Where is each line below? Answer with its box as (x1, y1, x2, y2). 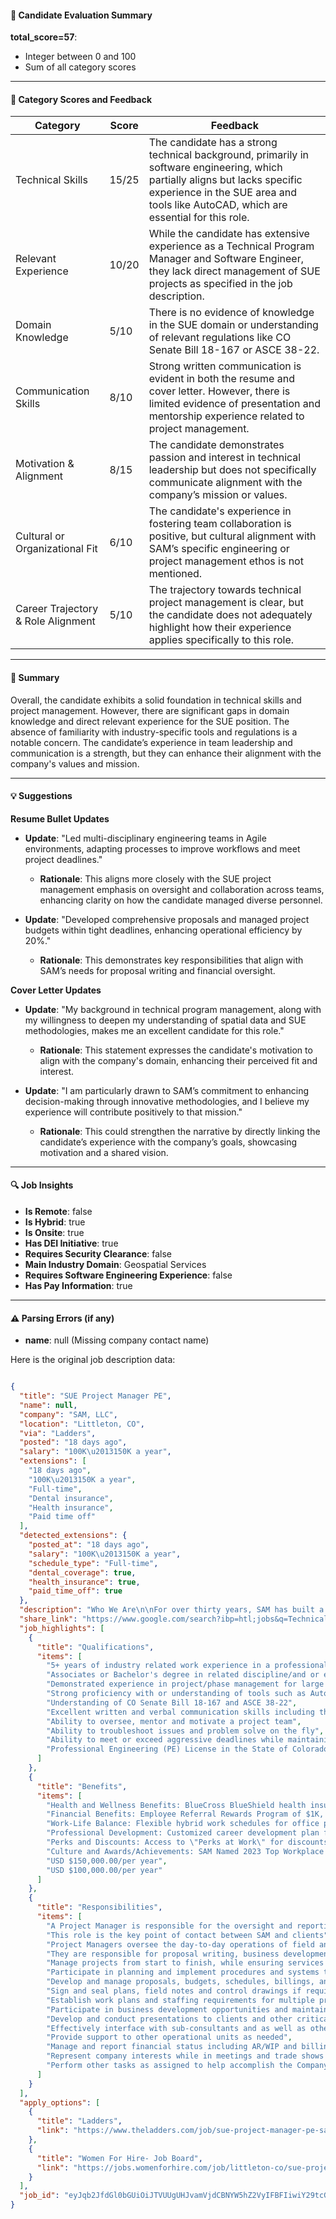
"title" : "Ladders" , (36, 2116, 123, 2126)
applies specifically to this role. (148, 633, 295, 647)
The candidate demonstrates (148, 438, 285, 452)
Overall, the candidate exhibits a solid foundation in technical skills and (10, 694, 302, 706)
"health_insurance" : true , (28, 1577, 141, 1587)
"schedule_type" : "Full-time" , (28, 1558, 159, 1568)
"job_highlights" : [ (19, 1623, 105, 1633)
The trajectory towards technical (148, 583, 302, 597)
